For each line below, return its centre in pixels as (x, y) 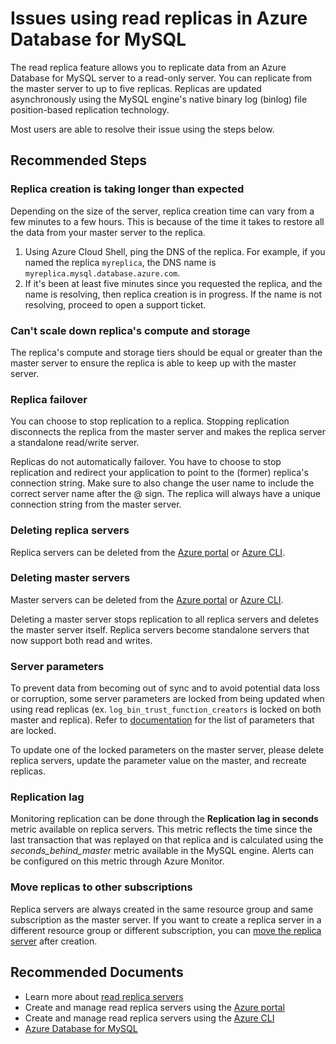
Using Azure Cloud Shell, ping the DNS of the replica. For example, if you (175, 251)
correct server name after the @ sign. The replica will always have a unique (165, 494)
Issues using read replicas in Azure (159, 18)
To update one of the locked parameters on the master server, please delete (167, 750)
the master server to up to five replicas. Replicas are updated (136, 88)
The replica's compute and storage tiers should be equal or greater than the (166, 352)
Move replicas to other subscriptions (101, 887)
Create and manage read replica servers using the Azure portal (154, 1007)
